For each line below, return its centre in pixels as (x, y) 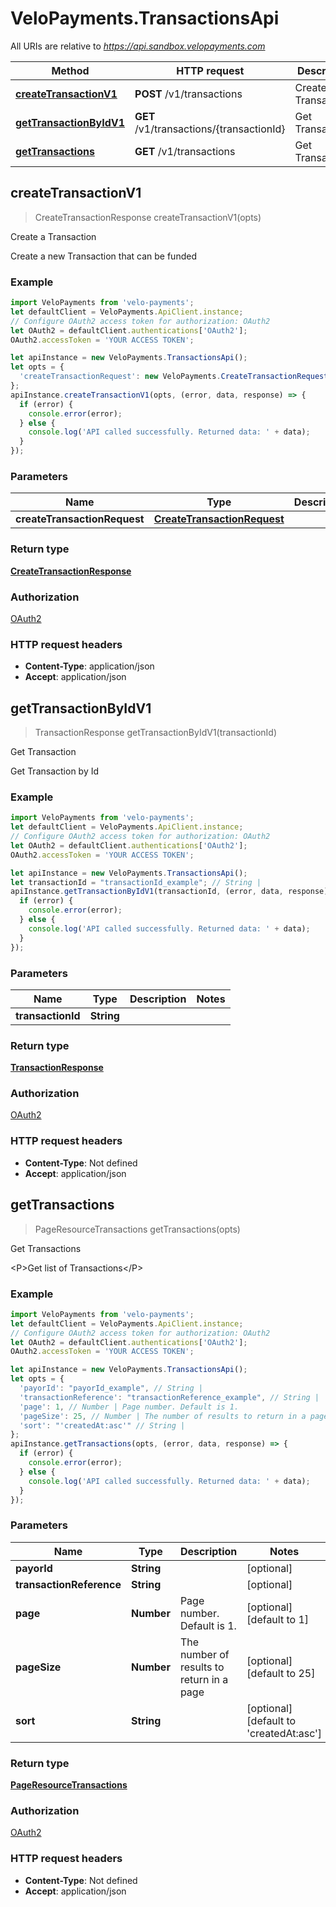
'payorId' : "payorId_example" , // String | (111, 1388)
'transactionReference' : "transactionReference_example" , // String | (169, 1397)
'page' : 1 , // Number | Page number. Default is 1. (129, 1407)
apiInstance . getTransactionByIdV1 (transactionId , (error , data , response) (169, 892)
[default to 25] (281, 1673)
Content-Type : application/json (89, 666)
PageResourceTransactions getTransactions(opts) (137, 1229)
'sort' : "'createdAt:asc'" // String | (102, 1425)
